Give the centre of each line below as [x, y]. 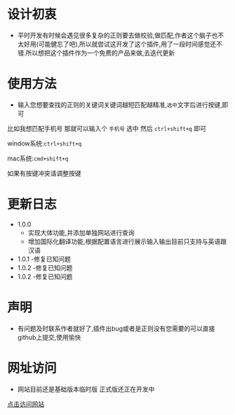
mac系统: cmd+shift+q [38, 158]
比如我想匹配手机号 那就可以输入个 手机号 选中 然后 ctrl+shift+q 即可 [107, 128]
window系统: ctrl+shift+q [45, 143]
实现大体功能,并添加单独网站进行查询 [81, 232]
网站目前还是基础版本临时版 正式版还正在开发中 [86, 389]
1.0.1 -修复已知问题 [44, 259]
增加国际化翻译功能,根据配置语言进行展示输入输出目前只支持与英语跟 [127, 241]
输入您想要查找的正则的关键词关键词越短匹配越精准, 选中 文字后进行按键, [120, 104]
